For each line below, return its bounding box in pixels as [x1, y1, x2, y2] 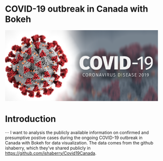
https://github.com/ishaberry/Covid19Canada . [5, 150, 97, 156]
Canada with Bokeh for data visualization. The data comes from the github [5, 140, 154, 145]
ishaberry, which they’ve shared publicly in [5, 145, 91, 151]
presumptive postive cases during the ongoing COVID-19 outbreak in [5, 135, 143, 141]
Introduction [5, 113, 56, 125]
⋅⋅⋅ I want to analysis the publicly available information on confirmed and [5, 129, 149, 135]
